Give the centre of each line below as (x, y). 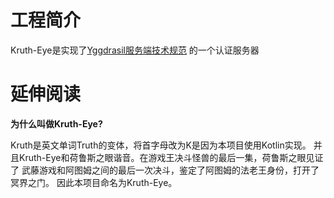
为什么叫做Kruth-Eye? (56, 123)
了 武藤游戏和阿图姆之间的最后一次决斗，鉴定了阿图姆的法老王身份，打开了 (165, 170)
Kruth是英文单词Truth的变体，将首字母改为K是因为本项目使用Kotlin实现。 (161, 145)
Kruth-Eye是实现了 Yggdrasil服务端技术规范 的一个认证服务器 (135, 50)
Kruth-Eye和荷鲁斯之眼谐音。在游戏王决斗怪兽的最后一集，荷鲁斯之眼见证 (171, 157)
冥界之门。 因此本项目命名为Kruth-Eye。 (94, 182)
